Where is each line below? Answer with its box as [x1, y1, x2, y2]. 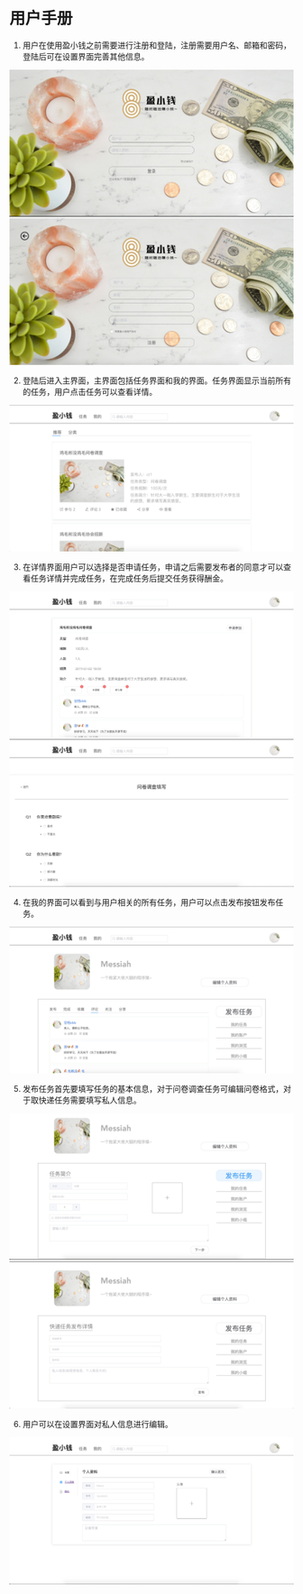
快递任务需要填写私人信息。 [38, 1095, 142, 1105]
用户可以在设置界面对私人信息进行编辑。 [22, 1419, 173, 1430]
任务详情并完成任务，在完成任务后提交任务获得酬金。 [30, 573, 228, 584]
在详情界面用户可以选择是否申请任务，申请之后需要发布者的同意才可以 [22, 562, 284, 573]
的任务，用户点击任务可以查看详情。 [22, 387, 158, 398]
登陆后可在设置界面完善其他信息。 [22, 50, 150, 61]
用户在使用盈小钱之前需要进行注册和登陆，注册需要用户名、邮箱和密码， [22, 40, 291, 50]
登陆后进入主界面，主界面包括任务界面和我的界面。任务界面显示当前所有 [22, 375, 291, 386]
